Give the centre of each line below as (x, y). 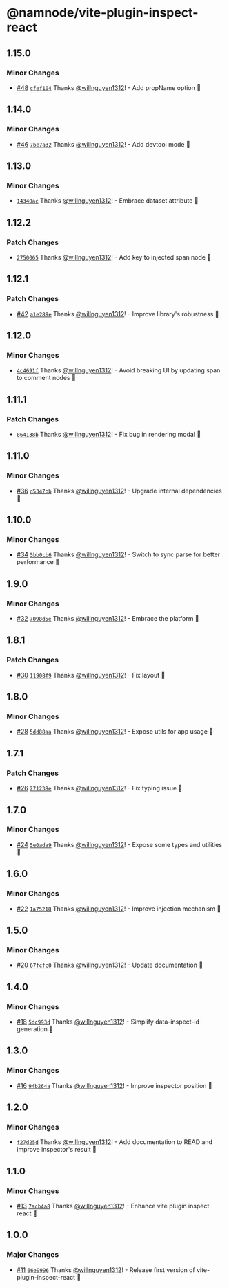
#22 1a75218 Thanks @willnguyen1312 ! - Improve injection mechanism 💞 (119, 909)
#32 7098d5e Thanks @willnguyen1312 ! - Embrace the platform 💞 (108, 619)
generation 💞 (34, 1028)
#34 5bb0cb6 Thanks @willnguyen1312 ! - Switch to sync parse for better (118, 554)
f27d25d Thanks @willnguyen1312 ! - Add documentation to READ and (114, 1142)
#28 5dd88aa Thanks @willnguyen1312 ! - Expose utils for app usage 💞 (115, 732)
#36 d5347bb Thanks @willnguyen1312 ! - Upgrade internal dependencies (119, 491)
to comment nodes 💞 (46, 378)
